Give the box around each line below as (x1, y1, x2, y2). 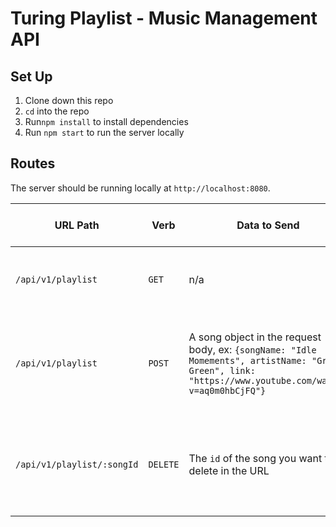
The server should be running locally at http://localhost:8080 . (10, 182, 271, 194)
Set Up (10, 68, 53, 85)
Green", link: (188, 365, 256, 376)
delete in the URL (188, 463, 270, 477)
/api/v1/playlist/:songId (15, 458, 139, 470)
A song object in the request (188, 330, 322, 344)
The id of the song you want (188, 451, 323, 465)
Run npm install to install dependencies (24, 116, 189, 127)
